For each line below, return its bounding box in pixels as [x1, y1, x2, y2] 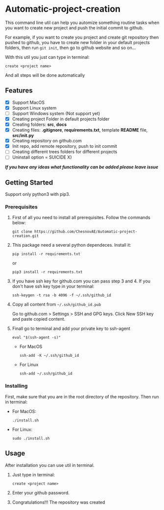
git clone [12, 229, 33, 234]
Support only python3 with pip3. [5, 191, 70, 197]
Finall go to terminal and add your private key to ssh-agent [12, 325, 131, 331]
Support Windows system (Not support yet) [12, 110, 100, 116]
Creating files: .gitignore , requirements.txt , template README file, [12, 127, 148, 133]
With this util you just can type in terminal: [5, 54, 90, 60]
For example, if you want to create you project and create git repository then [5, 34, 159, 40]
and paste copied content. [12, 316, 66, 322]
